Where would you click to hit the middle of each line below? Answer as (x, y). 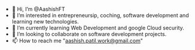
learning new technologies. (45, 21)
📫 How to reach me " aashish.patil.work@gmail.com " (77, 41)
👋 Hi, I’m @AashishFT (39, 9)
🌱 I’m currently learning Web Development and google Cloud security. (98, 28)
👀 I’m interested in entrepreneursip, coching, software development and (100, 15)
